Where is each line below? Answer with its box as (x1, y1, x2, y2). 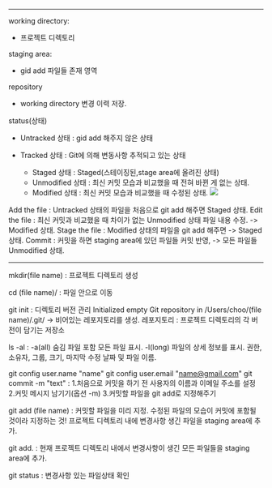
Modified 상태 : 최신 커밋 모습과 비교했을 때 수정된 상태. (32, 188, 209, 197)
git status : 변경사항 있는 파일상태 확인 (8, 471, 130, 480)
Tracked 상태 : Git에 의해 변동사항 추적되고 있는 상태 (19, 151, 186, 160)
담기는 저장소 (23, 325, 65, 335)
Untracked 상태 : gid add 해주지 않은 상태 (19, 133, 154, 143)
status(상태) (8, 116, 48, 126)
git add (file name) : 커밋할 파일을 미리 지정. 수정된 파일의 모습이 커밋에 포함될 (8, 406, 257, 415)
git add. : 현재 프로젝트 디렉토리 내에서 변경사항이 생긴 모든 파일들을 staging (8, 443, 250, 452)
